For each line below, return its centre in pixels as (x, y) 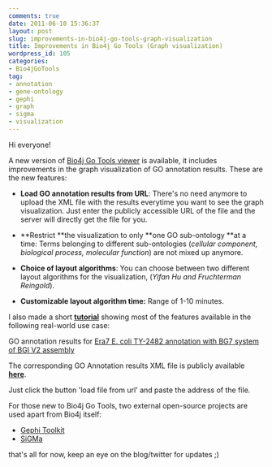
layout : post (30, 31)
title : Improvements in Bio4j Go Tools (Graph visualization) (116, 46)
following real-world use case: (59, 325)
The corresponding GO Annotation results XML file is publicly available (127, 365)
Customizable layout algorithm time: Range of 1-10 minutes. (122, 301)
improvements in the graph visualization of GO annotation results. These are (136, 169)
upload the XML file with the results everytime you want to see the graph (142, 202)
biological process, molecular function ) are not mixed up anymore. (132, 252)
